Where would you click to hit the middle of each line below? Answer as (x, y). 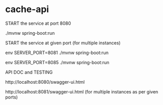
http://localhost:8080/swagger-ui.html (45, 82)
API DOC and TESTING (29, 72)
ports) (12, 97)
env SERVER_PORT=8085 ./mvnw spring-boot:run (57, 62)
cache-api (27, 9)
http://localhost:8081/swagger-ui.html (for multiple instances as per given (82, 91)
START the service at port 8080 (38, 23)
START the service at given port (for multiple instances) (63, 43)
